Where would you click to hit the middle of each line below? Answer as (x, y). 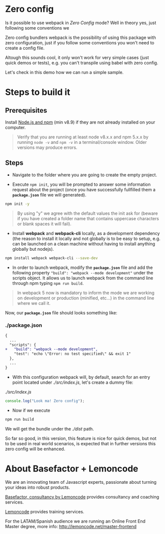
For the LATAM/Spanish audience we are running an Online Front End (75, 521)
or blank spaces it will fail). (44, 224)
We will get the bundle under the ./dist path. (50, 429)
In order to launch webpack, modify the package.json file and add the (82, 267)
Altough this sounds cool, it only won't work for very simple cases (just (77, 57)
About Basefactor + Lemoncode (72, 468)
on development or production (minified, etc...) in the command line (86, 298)
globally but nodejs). (33, 249)
